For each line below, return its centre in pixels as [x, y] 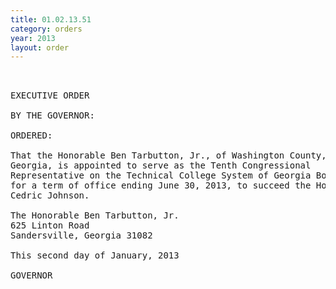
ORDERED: [31, 135]
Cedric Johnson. [50, 195]
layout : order [40, 47]
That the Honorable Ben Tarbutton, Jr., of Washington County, [168, 155]
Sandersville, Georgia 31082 [81, 235]
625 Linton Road [50, 225]
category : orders [46, 29]
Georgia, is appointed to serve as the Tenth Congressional [161, 165]
